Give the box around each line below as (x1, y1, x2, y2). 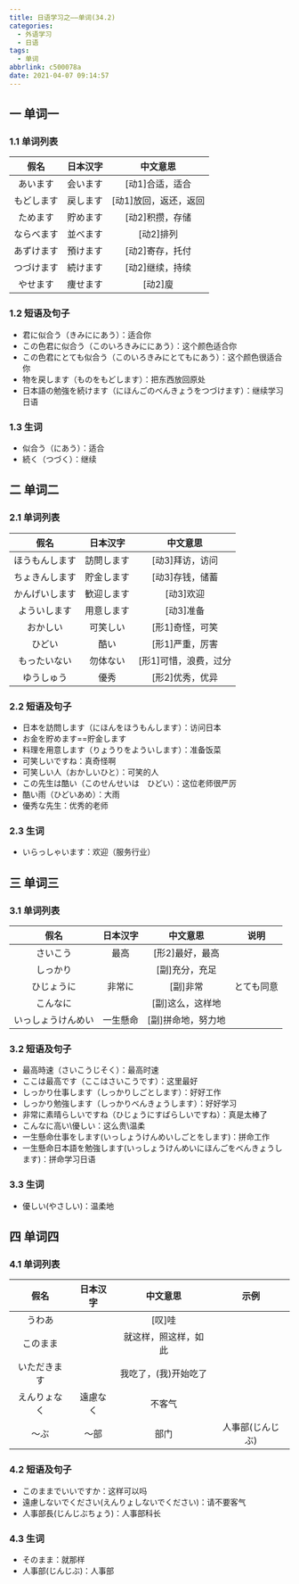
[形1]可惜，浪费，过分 (138, 654, 231, 667)
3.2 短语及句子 (9, 1042, 72, 1055)
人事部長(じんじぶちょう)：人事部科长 (21, 1507, 162, 1518)
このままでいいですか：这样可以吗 (21, 1485, 148, 1496)
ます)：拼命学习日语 (21, 1154, 96, 1165)
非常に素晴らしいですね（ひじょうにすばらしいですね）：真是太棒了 (21, 1109, 269, 1120)
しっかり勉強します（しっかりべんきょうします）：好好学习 (21, 1099, 238, 1109)
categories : (9, 21, 53, 30)
